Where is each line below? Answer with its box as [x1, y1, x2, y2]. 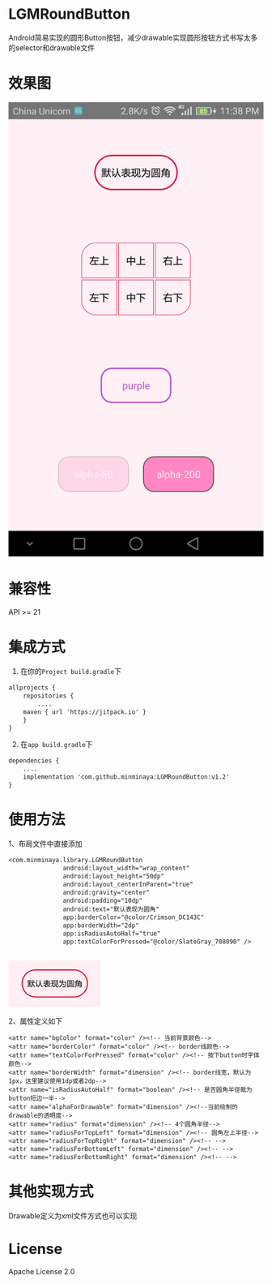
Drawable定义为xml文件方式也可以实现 [8, 1210, 138, 1221]
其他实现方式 [8, 1182, 95, 1200]
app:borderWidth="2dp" [62, 921, 139, 930]
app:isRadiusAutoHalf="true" [62, 930, 161, 938]
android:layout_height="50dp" [62, 872, 164, 880]
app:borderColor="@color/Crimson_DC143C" [62, 913, 205, 921]
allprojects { [8, 683, 57, 692]
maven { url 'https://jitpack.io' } [23, 707, 147, 716]
